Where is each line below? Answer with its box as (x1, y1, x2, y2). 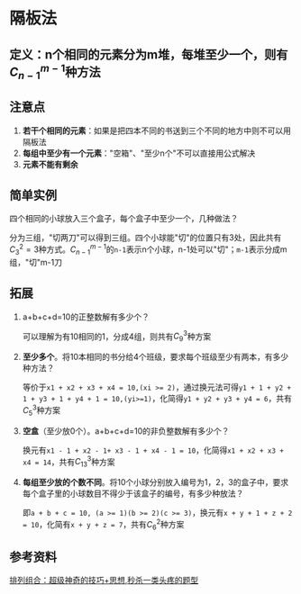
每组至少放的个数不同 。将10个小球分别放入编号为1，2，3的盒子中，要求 (22, 477, 289, 488)
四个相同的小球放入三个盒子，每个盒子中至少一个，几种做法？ (9, 213, 239, 224)
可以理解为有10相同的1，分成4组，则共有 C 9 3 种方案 (22, 329, 212, 344)
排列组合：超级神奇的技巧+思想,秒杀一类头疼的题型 (9, 575, 199, 586)
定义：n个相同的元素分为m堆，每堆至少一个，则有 (9, 47, 288, 62)
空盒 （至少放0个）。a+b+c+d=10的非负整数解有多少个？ (22, 425, 230, 436)
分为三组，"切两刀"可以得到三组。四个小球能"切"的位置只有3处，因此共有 (9, 232, 282, 243)
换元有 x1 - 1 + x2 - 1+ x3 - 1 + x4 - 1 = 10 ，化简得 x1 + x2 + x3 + (22, 445, 284, 455)
